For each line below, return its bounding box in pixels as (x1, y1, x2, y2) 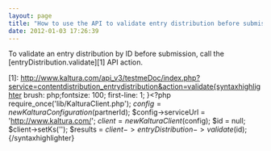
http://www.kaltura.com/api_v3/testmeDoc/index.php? (19, 73, 200, 83)
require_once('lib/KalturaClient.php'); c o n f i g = (8, 99, 162, 109)
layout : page (8, 11, 52, 20)
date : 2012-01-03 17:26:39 (8, 27, 99, 35)
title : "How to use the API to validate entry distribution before (8, 19, 240, 27)
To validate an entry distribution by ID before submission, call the (8, 49, 224, 59)
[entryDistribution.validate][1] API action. (8, 57, 144, 67)
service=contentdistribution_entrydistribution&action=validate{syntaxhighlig (8, 82, 261, 91)
